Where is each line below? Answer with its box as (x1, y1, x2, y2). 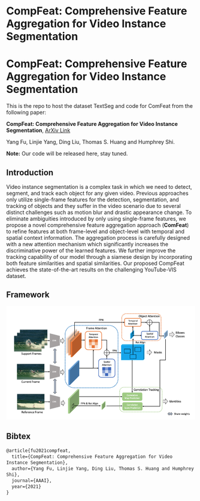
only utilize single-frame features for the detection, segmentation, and (6, 196, 180, 203)
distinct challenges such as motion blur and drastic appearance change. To (6, 209, 192, 216)
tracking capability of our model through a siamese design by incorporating (6, 253, 193, 260)
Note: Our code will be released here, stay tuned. (6, 150, 128, 157)
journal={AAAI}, (11, 478, 52, 484)
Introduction (6, 167, 54, 177)
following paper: (6, 109, 47, 116)
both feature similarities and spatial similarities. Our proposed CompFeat (6, 259, 184, 267)
